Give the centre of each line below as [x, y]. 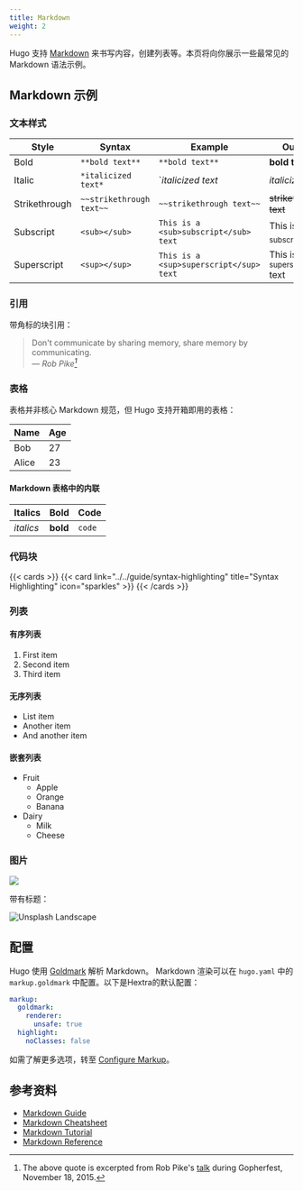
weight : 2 [28, 26]
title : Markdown [40, 18]
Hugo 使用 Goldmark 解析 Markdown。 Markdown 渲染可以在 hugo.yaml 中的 [151, 971]
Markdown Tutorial [57, 1131]
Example [210, 147]
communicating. [61, 353]
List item [38, 717]
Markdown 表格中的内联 [55, 489]
